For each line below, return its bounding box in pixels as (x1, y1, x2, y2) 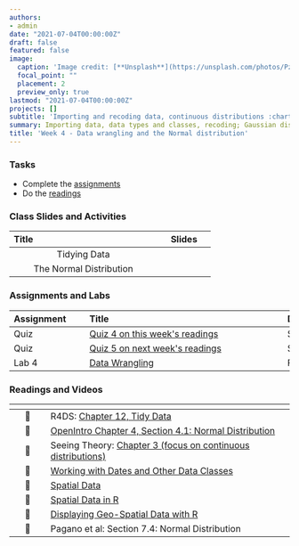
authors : (9, 12, 42, 22)
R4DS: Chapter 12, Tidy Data (50, 411, 172, 423)
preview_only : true (17, 87, 90, 96)
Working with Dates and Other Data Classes (50, 465, 234, 477)
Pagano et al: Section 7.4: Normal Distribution (50, 523, 242, 535)
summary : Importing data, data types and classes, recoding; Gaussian (9, 121, 277, 130)
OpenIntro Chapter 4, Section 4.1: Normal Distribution (50, 425, 276, 437)
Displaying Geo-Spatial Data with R (50, 509, 198, 521)
